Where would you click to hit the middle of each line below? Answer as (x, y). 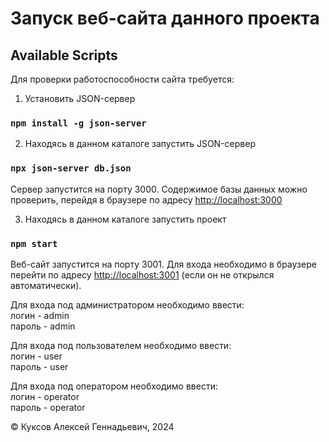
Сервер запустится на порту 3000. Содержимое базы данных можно (159, 189)
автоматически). (46, 285)
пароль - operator (48, 407)
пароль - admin (43, 326)
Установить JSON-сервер (80, 98)
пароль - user (39, 366)
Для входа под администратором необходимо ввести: (127, 304)
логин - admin (40, 315)
